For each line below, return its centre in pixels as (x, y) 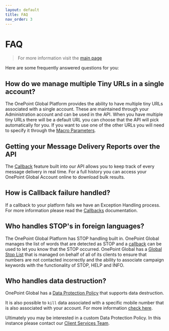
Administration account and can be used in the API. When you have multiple (84, 114)
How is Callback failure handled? (58, 193)
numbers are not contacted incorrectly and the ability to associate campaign (84, 259)
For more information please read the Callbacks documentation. (71, 210)
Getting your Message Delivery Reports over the (83, 146)
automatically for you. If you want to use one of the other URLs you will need (85, 125)
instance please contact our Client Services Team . (58, 323)
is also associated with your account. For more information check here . (79, 308)
